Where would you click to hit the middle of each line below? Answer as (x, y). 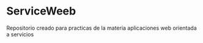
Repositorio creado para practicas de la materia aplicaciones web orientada (102, 28)
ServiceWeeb (41, 11)
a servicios (20, 34)
